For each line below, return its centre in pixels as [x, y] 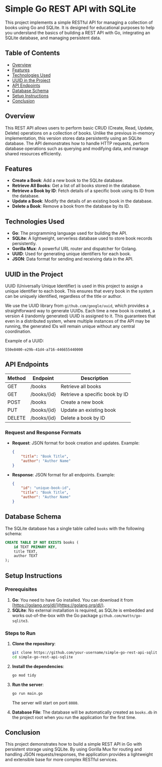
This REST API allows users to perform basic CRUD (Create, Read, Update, [79, 128]
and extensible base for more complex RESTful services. [61, 760]
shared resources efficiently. [33, 153]
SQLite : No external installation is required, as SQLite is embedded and [83, 610]
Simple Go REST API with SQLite [71, 9]
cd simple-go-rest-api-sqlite [43, 657]
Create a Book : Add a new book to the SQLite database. [68, 180]
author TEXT [26, 556]
